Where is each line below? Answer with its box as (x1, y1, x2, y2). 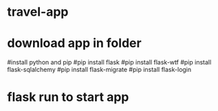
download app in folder (7, 36, 142, 51)
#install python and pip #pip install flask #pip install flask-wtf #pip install (7, 58, 212, 66)
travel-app (7, 4, 69, 20)
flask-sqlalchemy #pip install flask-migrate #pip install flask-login (7, 66, 192, 74)
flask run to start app (7, 90, 129, 105)
